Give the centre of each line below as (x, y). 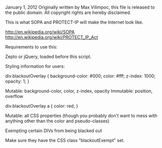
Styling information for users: (35, 66)
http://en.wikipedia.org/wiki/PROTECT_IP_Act (52, 37)
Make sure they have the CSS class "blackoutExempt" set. (65, 140)
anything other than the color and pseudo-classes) (57, 121)
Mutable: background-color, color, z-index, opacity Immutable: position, (79, 91)
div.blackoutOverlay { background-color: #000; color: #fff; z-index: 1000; (81, 76)
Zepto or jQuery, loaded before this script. (48, 56)
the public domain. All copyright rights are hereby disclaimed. (68, 12)
